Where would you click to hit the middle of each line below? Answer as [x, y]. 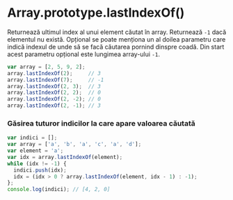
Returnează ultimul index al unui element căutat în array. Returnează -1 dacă [117, 32]
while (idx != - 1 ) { [37, 164]
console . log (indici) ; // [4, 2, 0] [59, 190]
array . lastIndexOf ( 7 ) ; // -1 [56, 80]
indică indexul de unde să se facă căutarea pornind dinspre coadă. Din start [116, 47]
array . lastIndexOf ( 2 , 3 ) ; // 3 [54, 86]
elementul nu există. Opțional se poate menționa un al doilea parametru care [116, 39]
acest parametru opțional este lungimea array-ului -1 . [83, 54]
